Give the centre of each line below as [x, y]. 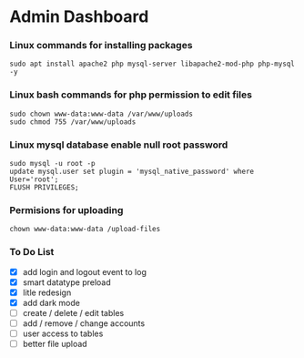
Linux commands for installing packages [101, 46]
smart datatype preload [66, 282]
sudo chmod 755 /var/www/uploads [73, 122]
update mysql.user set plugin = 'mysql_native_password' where [132, 172]
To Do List [32, 252]
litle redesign [47, 292]
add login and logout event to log [85, 271]
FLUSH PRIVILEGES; [44, 188]
